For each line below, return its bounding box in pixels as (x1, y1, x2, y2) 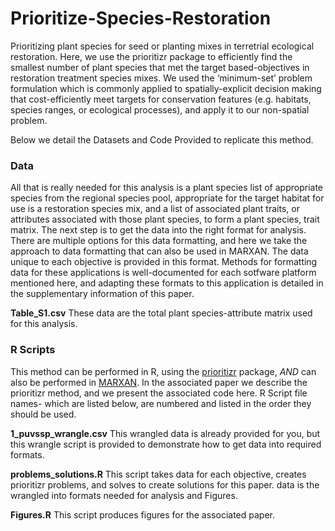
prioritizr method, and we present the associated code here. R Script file (10, 387, 308, 399)
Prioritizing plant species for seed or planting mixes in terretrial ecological (10, 40, 315, 52)
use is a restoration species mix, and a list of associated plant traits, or (10, 203, 300, 215)
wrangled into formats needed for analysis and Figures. (10, 489, 238, 501)
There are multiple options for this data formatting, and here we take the (10, 235, 308, 247)
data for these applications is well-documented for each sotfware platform (10, 267, 317, 279)
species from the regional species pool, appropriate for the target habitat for (10, 192, 325, 204)
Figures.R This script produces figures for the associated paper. (10, 508, 276, 521)
